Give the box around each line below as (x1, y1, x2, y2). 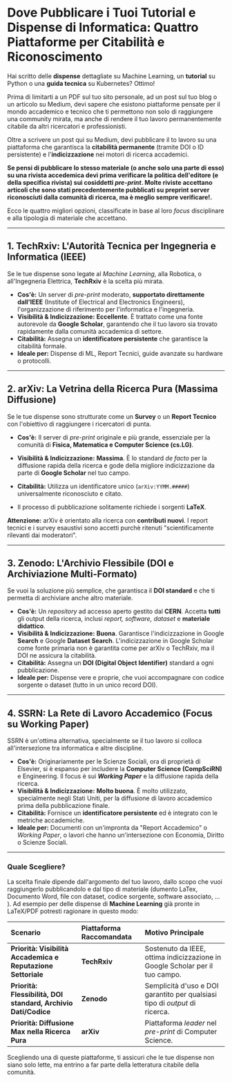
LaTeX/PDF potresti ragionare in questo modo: (7, 907, 139, 915)
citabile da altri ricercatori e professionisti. (7, 122, 127, 130)
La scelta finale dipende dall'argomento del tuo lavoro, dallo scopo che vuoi (7, 878, 223, 886)
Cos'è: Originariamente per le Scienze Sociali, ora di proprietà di (17, 757, 201, 766)
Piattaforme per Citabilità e (7, 35, 165, 50)
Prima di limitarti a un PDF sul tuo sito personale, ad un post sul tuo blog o (7, 92, 217, 101)
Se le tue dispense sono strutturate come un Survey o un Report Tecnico (7, 412, 217, 420)
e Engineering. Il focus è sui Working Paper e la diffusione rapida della (17, 772, 219, 780)
